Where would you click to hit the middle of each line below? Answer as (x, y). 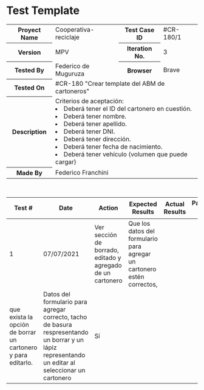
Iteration (140, 48)
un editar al (59, 363)
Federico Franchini (82, 172)
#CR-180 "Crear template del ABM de (110, 84)
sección (106, 235)
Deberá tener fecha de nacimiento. (113, 147)
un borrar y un (63, 340)
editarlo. (21, 363)
